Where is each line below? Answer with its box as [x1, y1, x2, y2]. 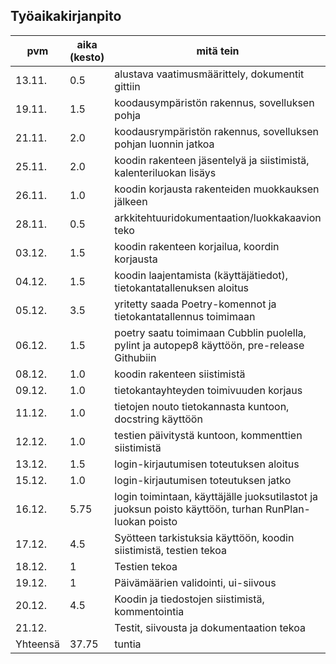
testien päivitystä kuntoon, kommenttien [114, 428, 303, 442]
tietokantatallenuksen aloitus [114, 280, 250, 294]
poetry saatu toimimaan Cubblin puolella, [114, 325, 307, 339]
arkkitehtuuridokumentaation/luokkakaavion [114, 210, 322, 224]
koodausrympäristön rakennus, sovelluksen [114, 124, 319, 138]
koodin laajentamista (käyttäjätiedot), [114, 268, 289, 282]
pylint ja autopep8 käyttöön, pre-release [114, 338, 305, 352]
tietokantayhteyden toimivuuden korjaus [114, 383, 303, 397]
